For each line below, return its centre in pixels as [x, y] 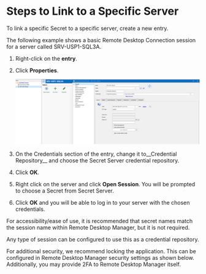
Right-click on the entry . [46, 58]
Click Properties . [37, 70]
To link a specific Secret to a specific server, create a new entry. [87, 28]
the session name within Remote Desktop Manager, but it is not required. [98, 227]
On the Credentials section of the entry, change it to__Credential [96, 154]
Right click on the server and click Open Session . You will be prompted [105, 185]
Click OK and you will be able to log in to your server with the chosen [102, 203]
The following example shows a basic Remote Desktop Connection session [101, 40]
